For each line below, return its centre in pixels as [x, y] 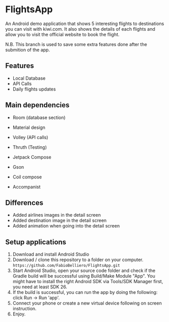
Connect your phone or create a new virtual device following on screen [87, 303]
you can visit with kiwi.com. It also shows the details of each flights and [80, 29]
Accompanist [26, 187]
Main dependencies [37, 105]
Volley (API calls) [30, 137]
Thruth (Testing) [30, 147]
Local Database [29, 78]
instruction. [24, 309]
